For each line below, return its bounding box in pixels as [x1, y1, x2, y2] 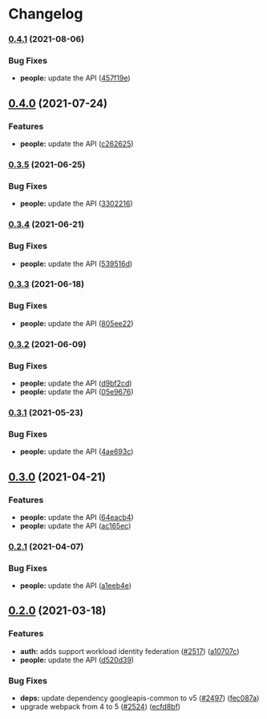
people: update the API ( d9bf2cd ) [19, 378, 132, 388]
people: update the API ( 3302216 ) [19, 198, 134, 209]
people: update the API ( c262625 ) [19, 139, 134, 149]
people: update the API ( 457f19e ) [19, 73, 131, 83]
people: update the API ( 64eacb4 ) [19, 512, 134, 522]
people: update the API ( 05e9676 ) [19, 386, 134, 396]
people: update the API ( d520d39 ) [19, 655, 135, 664]
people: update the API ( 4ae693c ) [19, 447, 134, 456]
